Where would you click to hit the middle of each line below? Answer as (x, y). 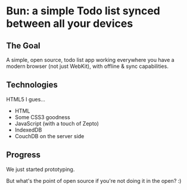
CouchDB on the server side (49, 136)
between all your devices (70, 24)
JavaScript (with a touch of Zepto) (57, 123)
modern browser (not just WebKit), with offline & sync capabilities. (87, 66)
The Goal (23, 46)
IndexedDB (28, 130)
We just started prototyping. (40, 169)
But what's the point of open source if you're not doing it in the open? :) (94, 180)
